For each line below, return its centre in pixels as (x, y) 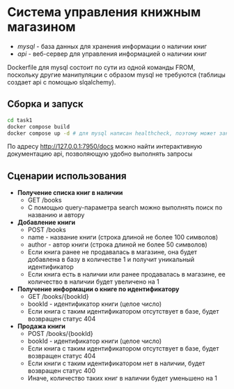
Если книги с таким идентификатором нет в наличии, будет (116, 363)
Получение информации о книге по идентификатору (98, 289)
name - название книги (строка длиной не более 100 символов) (123, 237)
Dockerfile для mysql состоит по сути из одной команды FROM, (101, 67)
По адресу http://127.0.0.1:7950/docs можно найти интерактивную (105, 147)
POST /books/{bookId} (60, 334)
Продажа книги (41, 326)
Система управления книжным (104, 12)
